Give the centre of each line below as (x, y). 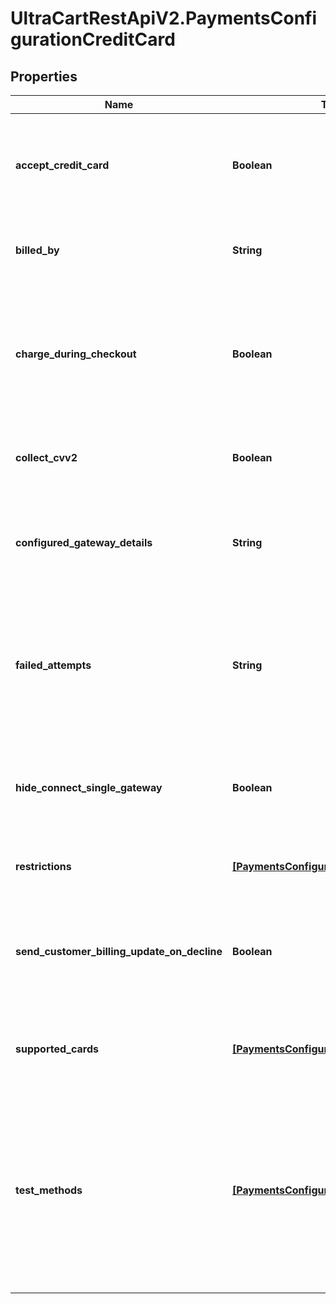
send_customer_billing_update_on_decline (119, 951)
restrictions (43, 866)
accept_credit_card (62, 165)
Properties (44, 76)
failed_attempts (53, 665)
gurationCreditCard (93, 39)
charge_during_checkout (76, 354)
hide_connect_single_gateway (89, 787)
